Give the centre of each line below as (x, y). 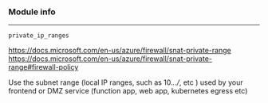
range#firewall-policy (43, 67)
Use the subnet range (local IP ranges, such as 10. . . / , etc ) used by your (126, 82)
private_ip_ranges (39, 36)
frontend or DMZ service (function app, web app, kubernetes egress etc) (128, 91)
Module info (32, 12)
